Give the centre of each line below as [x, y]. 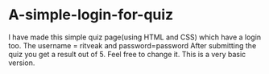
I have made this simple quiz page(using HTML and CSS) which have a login [135, 37]
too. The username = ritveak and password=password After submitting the [132, 45]
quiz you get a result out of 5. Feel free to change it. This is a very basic [127, 54]
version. [22, 63]
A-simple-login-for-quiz [91, 15]
